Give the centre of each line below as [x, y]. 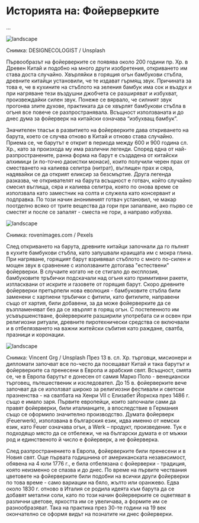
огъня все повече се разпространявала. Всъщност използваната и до [95, 112]
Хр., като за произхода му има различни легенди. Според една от [90, 149]
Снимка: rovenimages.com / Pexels [50, 235]
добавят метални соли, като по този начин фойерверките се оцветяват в [98, 495]
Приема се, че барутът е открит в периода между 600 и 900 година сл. [97, 142]
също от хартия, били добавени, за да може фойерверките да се [89, 303]
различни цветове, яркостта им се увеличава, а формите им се [87, 501]
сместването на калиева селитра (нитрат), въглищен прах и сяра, [90, 168]
